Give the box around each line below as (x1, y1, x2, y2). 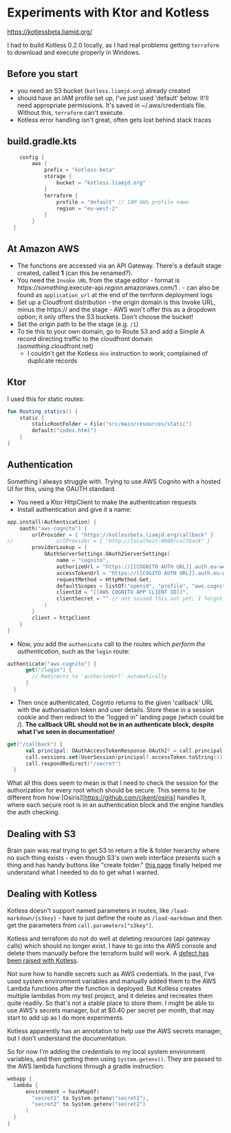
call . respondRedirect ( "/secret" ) (25, 760, 122, 767)
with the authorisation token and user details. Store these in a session (16, 705, 214, 713)
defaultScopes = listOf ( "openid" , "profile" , (56, 583, 189, 590)
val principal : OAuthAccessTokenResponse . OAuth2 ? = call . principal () (25, 747, 229, 754)
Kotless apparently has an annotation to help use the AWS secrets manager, (7, 1026, 222, 1035)
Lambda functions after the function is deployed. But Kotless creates (7, 984, 201, 992)
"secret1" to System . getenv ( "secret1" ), (32, 1094, 149, 1101)
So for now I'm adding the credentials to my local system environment (7, 1047, 206, 1055)
